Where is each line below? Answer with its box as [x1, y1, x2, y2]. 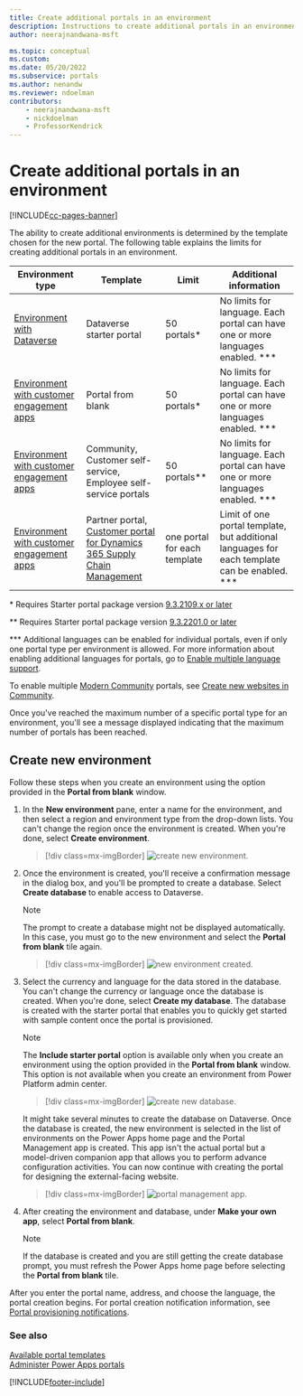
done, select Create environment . [22, 832, 151, 843]
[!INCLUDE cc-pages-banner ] [9, 210, 118, 221]
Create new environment [9, 753, 151, 768]
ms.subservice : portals [9, 71, 99, 81]
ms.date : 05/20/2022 [9, 63, 87, 72]
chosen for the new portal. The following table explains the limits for [9, 237, 262, 248]
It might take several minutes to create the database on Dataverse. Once [22, 1113, 291, 1124]
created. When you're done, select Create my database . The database [22, 995, 287, 1006]
